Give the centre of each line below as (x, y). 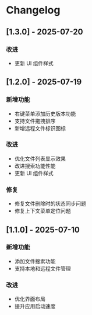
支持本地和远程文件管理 (43, 268)
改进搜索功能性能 (35, 166)
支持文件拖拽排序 (35, 121)
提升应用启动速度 (35, 306)
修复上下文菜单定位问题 (43, 211)
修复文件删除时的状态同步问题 (50, 204)
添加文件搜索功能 (35, 261)
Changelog (33, 10)
